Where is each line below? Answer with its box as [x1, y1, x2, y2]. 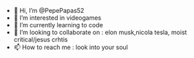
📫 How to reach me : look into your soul [13, 43, 129, 51]
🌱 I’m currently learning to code [13, 21, 103, 29]
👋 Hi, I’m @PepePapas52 [13, 7, 85, 14]
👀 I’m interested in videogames [13, 14, 102, 22]
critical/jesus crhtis [13, 35, 68, 44]
